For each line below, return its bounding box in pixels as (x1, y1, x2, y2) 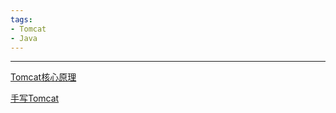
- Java (10, 33, 38, 43)
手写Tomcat (10, 92, 60, 105)
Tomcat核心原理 (10, 71, 77, 83)
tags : (10, 14, 33, 25)
